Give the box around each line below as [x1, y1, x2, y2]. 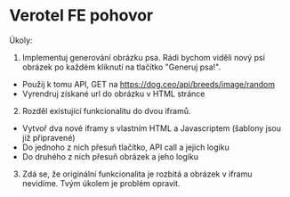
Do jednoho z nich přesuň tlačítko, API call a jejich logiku [21, 142, 230, 152]
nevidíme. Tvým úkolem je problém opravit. [21, 177, 181, 188]
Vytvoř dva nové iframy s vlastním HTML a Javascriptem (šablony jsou [21, 122, 282, 134]
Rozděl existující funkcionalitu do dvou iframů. [21, 105, 191, 116]
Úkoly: [9, 35, 33, 45]
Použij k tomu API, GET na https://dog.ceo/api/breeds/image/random [21, 78, 276, 89]
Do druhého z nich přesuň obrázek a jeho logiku [21, 151, 198, 161]
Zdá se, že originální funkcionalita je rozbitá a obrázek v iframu [21, 168, 253, 179]
